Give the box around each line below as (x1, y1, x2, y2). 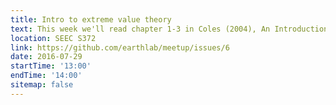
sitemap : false (10, 80, 74, 90)
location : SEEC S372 (10, 33, 97, 43)
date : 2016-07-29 (10, 52, 83, 62)
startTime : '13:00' (10, 61, 92, 71)
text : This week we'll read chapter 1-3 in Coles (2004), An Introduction (10, 24, 329, 34)
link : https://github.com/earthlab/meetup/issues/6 (10, 42, 230, 53)
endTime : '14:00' (10, 71, 83, 81)
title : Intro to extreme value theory (10, 14, 172, 25)
